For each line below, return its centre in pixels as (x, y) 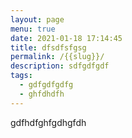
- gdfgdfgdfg (46, 85)
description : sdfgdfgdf (60, 66)
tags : (21, 76)
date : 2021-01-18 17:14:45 (66, 38)
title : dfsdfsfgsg (48, 47)
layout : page (37, 19)
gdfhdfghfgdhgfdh (48, 122)
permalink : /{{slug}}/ (57, 57)
